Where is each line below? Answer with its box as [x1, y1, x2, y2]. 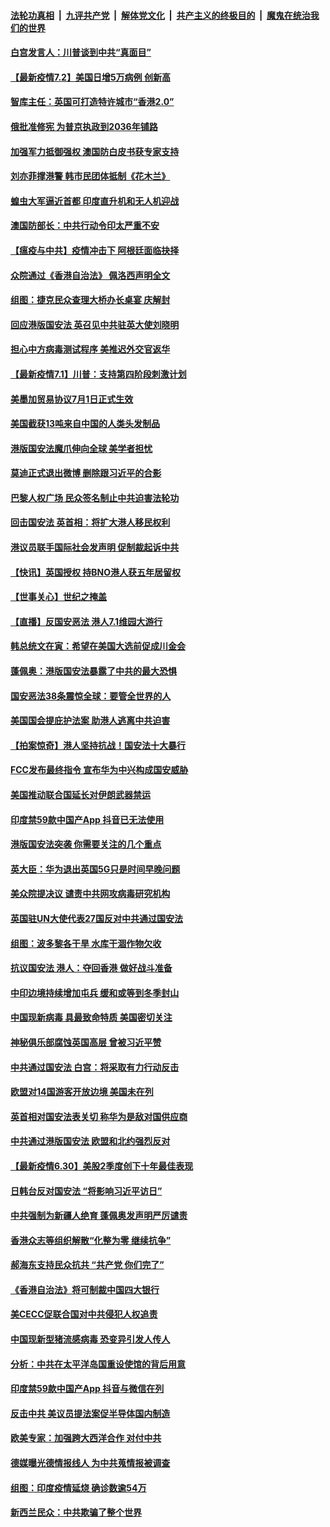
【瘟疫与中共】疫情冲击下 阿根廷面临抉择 [10, 244, 180, 256]
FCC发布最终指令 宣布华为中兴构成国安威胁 [10, 764, 189, 776]
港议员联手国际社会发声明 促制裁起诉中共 [10, 541, 180, 554]
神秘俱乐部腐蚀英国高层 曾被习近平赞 [10, 1036, 162, 1048]
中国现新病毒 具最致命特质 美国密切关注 [10, 1011, 173, 1024]
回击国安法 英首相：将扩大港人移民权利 [10, 516, 171, 529]
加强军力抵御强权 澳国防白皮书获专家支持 [10, 145, 180, 157]
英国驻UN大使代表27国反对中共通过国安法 [10, 912, 183, 924]
